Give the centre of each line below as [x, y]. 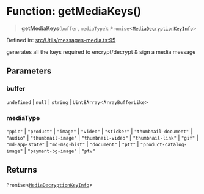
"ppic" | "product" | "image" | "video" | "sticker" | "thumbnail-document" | [99, 131]
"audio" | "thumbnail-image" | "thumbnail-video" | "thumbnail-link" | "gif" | [102, 137]
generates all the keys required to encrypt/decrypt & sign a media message [101, 52]
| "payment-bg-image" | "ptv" [60, 151]
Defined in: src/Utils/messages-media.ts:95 [61, 40]
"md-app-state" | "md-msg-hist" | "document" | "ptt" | [73, 144]
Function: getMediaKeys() [74, 11]
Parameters [29, 71]
